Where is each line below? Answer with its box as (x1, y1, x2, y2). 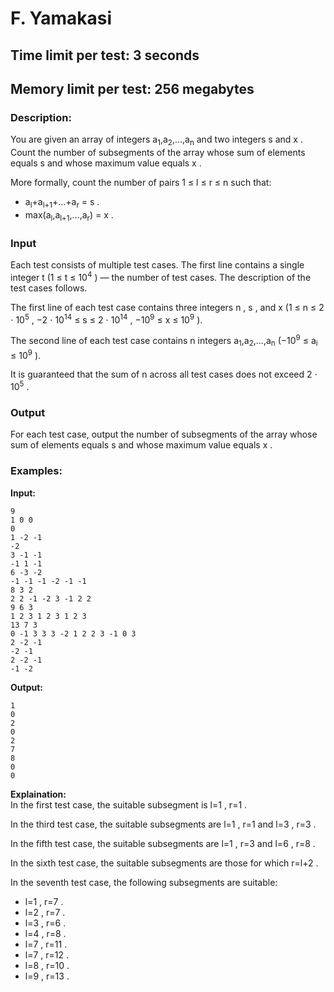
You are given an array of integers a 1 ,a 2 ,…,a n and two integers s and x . (10, 133, 303, 148)
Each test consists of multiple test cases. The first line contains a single (10, 258, 305, 271)
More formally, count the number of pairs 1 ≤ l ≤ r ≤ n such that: (10, 177, 272, 189)
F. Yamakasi (10, 7, 113, 30)
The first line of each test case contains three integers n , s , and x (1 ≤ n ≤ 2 (10, 301, 325, 313)
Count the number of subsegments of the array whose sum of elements (10, 147, 306, 159)
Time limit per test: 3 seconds (10, 47, 200, 64)
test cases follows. (10, 282, 88, 294)
